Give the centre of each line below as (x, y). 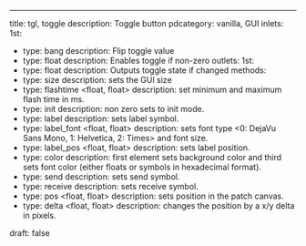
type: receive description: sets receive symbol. (110, 186)
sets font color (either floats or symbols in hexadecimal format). (142, 167)
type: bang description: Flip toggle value (98, 51)
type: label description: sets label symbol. (101, 118)
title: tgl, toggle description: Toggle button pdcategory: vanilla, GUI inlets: (147, 23)
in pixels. (39, 215)
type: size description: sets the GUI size (97, 80)
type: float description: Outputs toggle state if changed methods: (144, 70)
